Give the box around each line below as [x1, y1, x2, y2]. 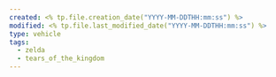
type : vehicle [9, 29, 62, 38]
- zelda [17, 46, 46, 55]
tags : [9, 37, 29, 47]
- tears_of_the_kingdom [17, 54, 104, 63]
